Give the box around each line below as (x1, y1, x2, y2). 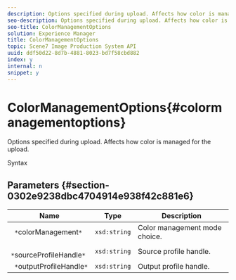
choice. (138, 231, 163, 241)
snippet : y (7, 69, 39, 76)
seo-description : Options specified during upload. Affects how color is (7, 17, 228, 24)
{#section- (60, 179, 110, 191)
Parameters (7, 179, 60, 191)
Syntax (7, 159, 28, 167)
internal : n (7, 63, 42, 70)
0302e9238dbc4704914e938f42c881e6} (7, 190, 195, 202)
